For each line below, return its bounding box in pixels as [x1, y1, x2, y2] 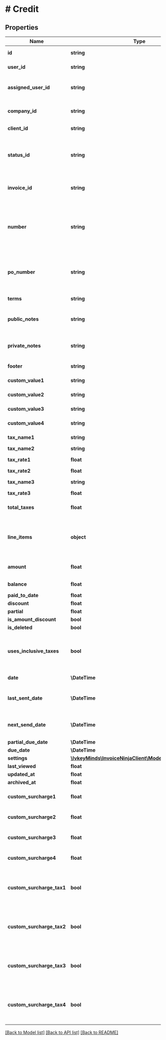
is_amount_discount [7, 616, 56, 623]
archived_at [7, 779, 36, 786]
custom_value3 [7, 405, 44, 412]
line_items [7, 534, 33, 541]
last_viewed [7, 763, 36, 769]
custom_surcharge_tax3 [7, 962, 66, 969]
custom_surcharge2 [7, 814, 56, 821]
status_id [7, 152, 30, 158]
